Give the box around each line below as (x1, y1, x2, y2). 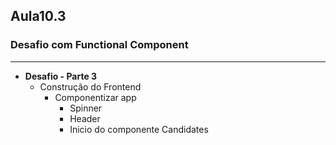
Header (69, 112, 101, 124)
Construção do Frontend (39, 80, 142, 93)
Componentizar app (54, 91, 137, 103)
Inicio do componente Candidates (69, 123, 209, 135)
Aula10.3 (10, 8, 67, 25)
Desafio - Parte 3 (24, 70, 98, 82)
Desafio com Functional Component (10, 38, 189, 52)
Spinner (69, 102, 103, 114)
